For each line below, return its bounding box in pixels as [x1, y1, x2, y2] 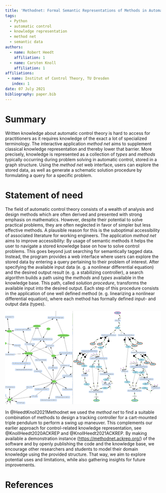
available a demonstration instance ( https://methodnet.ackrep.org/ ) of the [5, 435, 156, 441]
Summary [5, 114, 46, 125]
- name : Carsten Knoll [9, 60, 56, 65]
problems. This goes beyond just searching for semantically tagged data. [5, 248, 154, 254]
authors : [5, 45, 23, 50]
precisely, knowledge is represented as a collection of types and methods [5, 151, 156, 157]
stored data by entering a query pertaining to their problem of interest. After [5, 258, 160, 265]
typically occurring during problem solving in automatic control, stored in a [5, 156, 157, 162]
